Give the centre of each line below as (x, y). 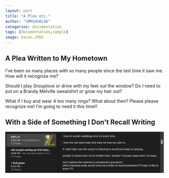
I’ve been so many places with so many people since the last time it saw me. (84, 70)
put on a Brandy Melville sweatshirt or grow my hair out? (64, 91)
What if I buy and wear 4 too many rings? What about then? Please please (82, 101)
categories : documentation (33, 27)
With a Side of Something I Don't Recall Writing (80, 122)
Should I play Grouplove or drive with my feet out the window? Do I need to (83, 85)
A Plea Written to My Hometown (56, 58)
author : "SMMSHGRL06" (28, 21)
